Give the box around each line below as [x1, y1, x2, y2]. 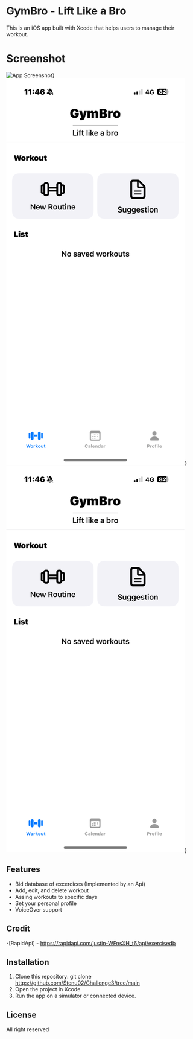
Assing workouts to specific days [14, 893, 98, 900]
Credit [6, 924, 30, 934]
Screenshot [6, 52, 66, 66]
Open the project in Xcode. [14, 986, 83, 993]
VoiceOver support [14, 906, 62, 913]
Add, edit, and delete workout [14, 886, 89, 894]
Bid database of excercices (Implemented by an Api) [14, 880, 146, 887]
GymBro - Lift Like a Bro [6, 4, 127, 18]
